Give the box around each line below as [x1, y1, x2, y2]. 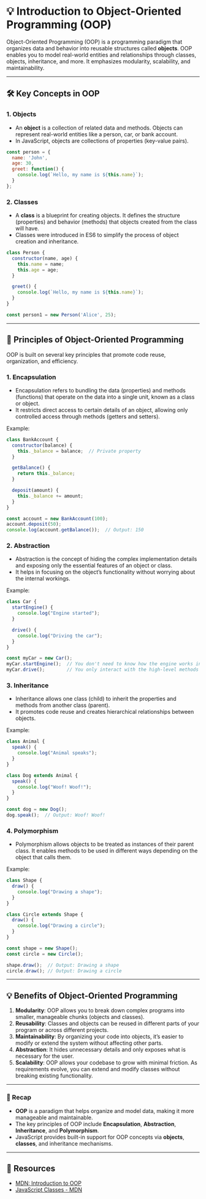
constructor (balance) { [12, 442, 72, 448]
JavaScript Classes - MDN [15, 1186, 83, 1193]
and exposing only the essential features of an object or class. [15, 562, 173, 569]
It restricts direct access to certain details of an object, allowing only [15, 406, 188, 413]
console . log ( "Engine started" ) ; [17, 610, 100, 617]
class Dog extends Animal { [6, 772, 78, 778]
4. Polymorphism [6, 826, 59, 835]
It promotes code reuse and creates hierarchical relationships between [15, 708, 194, 716]
